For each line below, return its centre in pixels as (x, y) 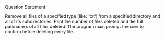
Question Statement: (26, 7)
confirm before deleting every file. (40, 32)
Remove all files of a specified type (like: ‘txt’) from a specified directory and (82, 16)
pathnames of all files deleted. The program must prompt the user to (75, 26)
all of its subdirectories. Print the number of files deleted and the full (74, 21)
